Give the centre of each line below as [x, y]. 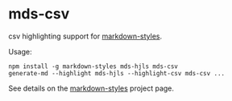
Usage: [20, 51]
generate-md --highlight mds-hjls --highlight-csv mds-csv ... [117, 73]
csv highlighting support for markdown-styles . [85, 36]
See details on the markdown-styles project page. [91, 88]
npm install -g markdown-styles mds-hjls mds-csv [93, 66]
